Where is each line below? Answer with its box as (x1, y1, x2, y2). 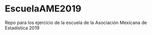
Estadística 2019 (5, 24, 40, 30)
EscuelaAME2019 (5, 3, 82, 14)
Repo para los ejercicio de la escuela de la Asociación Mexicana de (5, 19, 147, 25)
